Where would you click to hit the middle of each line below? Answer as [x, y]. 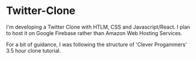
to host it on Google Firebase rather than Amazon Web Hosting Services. [94, 33]
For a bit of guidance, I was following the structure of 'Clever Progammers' [97, 44]
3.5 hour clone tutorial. [34, 50]
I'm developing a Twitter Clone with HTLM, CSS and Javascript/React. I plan [98, 27]
